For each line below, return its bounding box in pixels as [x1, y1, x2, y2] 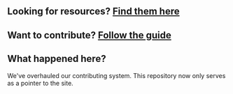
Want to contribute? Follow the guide [7, 29, 171, 41]
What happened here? [7, 53, 106, 65]
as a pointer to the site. [7, 79, 73, 87]
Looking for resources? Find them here [7, 6, 180, 17]
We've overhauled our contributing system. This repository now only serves [7, 71, 226, 79]
